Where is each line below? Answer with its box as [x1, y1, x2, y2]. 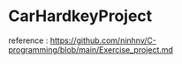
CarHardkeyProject [8, 6, 153, 26]
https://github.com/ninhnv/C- [49, 35, 156, 46]
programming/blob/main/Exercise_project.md [8, 44, 174, 54]
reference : [8, 35, 49, 46]
